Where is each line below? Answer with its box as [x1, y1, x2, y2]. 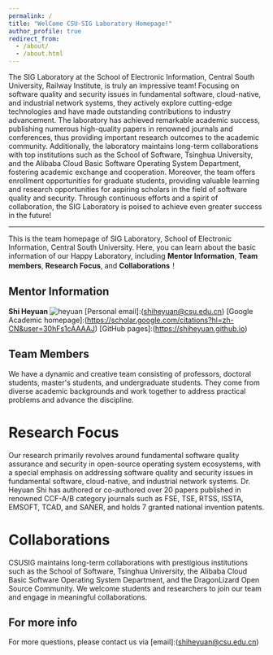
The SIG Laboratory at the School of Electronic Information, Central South [8, 72, 254, 81]
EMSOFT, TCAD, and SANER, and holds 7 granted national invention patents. [8, 502, 265, 512]
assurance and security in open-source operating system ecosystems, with [8, 459, 262, 469]
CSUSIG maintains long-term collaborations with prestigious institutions [8, 557, 249, 567]
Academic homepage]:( [8, 315, 88, 325]
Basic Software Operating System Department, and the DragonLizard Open [8, 574, 260, 584]
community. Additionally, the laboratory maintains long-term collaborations [8, 142, 258, 151]
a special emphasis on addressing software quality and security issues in [8, 467, 253, 477]
